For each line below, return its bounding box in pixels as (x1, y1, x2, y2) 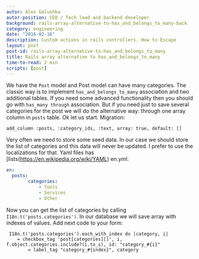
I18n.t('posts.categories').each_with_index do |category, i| (8, 231, 169, 237)
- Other (38, 195, 58, 202)
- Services (38, 189, 66, 195)
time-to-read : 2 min (6, 59, 58, 65)
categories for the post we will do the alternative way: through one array (6, 107, 186, 115)
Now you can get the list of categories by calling (6, 206, 127, 214)
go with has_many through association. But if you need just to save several (6, 101, 189, 108)
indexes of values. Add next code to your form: (6, 219, 123, 226)
